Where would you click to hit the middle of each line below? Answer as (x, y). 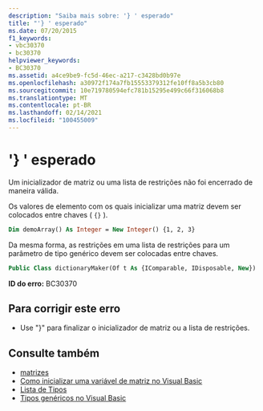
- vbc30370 (26, 46)
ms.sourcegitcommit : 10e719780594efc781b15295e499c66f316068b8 (116, 90)
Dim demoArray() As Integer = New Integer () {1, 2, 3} (102, 230)
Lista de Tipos (43, 389)
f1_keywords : (30, 38)
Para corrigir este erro (65, 309)
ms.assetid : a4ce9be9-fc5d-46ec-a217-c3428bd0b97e (95, 75)
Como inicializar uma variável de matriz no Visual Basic (111, 381)
